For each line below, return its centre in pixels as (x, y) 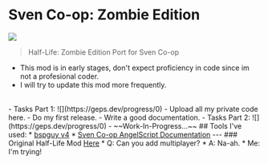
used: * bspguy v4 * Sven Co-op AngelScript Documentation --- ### (123, 134)
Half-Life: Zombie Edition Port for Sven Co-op (103, 52)
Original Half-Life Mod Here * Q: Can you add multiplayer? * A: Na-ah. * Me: (134, 143)
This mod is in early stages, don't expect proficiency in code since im (135, 68)
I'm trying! (25, 151)
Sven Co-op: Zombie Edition (104, 15)
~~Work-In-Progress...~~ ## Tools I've (178, 125)
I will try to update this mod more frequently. (93, 84)
